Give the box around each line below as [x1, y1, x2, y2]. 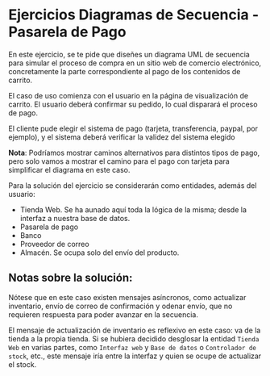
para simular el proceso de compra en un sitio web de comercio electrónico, [8, 58, 262, 68]
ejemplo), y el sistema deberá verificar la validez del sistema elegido [8, 132, 235, 142]
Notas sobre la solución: [8, 271, 133, 285]
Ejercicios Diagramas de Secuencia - [8, 6, 260, 24]
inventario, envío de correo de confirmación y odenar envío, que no [8, 301, 233, 311]
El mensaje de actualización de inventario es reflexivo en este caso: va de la [8, 325, 261, 335]
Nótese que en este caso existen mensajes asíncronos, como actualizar [8, 292, 247, 302]
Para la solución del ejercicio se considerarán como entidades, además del [8, 180, 257, 190]
